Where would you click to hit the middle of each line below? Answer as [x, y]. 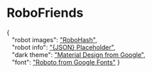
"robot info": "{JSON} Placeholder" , [64, 47]
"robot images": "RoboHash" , [54, 39]
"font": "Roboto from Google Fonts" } [66, 62]
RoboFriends [45, 13]
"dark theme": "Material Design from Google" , [79, 55]
